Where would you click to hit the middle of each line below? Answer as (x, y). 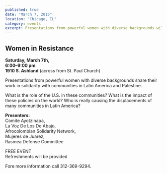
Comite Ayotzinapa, (25, 120)
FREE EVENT (18, 151)
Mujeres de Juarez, (25, 136)
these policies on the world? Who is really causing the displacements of (79, 100)
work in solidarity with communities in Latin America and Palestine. (74, 85)
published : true (22, 10)
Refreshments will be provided (37, 156)
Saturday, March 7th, (27, 60)
